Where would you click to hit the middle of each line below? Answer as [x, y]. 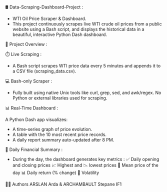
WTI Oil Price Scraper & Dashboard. [49, 18]
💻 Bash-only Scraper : [29, 81]
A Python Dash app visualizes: [36, 119]
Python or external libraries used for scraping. [60, 98]
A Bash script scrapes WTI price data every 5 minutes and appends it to [86, 66]
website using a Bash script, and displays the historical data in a [78, 29]
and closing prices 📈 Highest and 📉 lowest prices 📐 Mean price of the [85, 165]
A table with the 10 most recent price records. [59, 134]
